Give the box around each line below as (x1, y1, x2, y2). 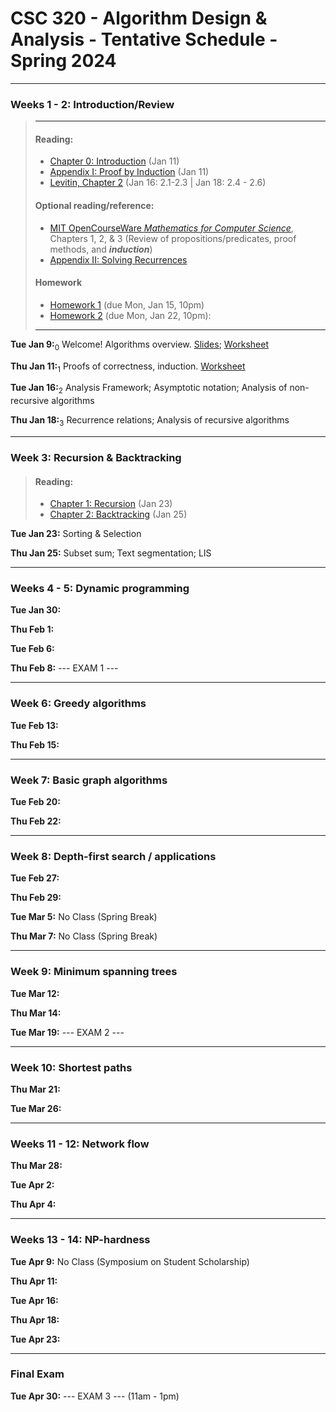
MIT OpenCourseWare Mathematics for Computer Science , (49, 222, 294, 234)
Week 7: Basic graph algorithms (10, 773, 168, 787)
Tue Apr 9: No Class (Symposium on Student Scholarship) (10, 1255, 250, 1267)
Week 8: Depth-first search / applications (10, 849, 217, 863)
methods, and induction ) (49, 243, 153, 255)
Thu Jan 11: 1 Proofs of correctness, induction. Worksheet (10, 360, 246, 374)
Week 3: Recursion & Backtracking (10, 450, 182, 464)
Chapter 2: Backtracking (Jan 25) (49, 508, 188, 521)
